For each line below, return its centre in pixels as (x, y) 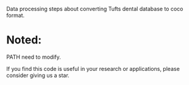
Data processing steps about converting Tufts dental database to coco (95, 9)
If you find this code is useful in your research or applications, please (93, 68)
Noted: (24, 40)
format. (16, 15)
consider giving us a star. (38, 75)
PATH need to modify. (34, 57)
